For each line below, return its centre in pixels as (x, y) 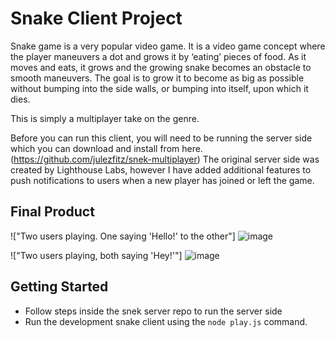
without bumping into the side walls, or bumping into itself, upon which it (159, 88)
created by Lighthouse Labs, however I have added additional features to (161, 169)
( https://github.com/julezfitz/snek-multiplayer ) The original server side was (165, 159)
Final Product (52, 212)
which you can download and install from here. (106, 148)
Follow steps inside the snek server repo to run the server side (153, 311)
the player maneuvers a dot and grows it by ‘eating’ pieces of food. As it (158, 56)
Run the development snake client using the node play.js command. (166, 321)
